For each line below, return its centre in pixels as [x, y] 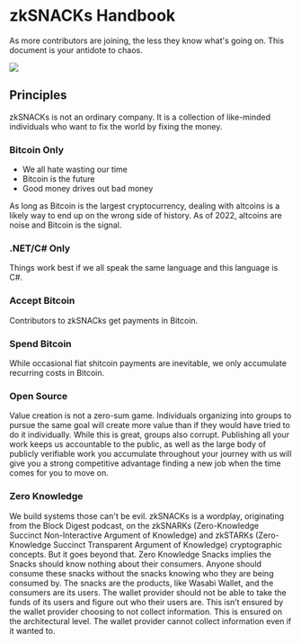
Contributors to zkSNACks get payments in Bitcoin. [104, 320]
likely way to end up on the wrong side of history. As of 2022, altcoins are [146, 216]
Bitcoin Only [37, 149]
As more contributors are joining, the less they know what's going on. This [147, 40]
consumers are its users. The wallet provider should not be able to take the [148, 592]
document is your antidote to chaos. [76, 49]
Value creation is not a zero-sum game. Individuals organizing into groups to [150, 415]
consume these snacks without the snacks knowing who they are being [142, 573]
